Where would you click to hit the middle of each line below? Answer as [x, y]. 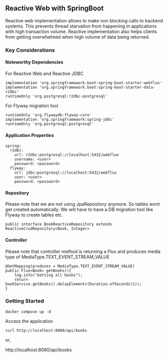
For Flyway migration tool [32, 105]
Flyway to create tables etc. [34, 215]
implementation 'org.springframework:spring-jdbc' [60, 119]
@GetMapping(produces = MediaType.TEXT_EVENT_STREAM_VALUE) [70, 266]
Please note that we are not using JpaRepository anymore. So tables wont [82, 204]
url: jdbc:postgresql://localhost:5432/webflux [65, 173]
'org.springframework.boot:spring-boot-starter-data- [97, 87]
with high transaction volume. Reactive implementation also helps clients [81, 31]
